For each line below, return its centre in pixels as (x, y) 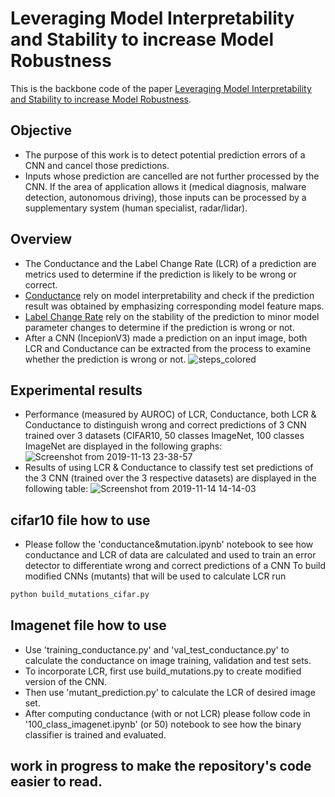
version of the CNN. (66, 681)
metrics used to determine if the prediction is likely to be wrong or (160, 274)
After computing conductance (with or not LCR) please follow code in (167, 713)
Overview (41, 239)
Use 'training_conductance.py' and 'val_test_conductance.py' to (157, 649)
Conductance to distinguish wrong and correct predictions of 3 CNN (165, 425)
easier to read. (56, 782)
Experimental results (76, 390)
